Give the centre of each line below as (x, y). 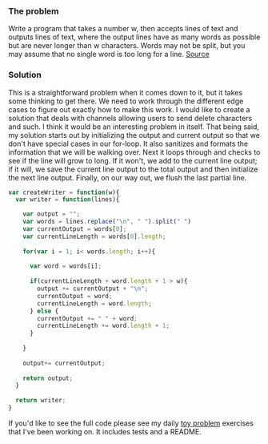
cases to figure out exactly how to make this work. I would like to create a (129, 109)
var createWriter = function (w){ (64, 192)
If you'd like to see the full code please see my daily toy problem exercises (131, 423)
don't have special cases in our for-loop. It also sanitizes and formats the (128, 143)
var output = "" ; (52, 214)
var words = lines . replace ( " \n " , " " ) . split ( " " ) (107, 222)
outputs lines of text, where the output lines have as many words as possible (134, 37)
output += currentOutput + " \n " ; (93, 289)
